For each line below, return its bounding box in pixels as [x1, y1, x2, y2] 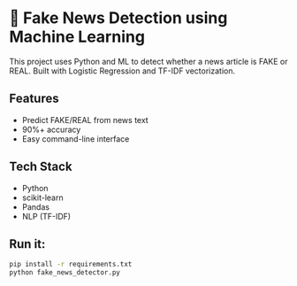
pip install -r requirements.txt [9, 260, 133, 269]
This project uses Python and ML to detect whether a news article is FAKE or [9, 56, 289, 66]
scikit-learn [21, 192, 64, 203]
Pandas [21, 201, 50, 212]
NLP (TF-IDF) [21, 211, 72, 221]
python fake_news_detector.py [9, 268, 121, 277]
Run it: [9, 236, 46, 251]
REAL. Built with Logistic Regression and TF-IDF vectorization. [9, 66, 236, 76]
